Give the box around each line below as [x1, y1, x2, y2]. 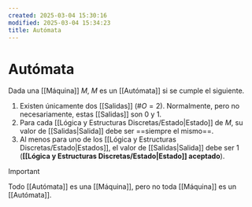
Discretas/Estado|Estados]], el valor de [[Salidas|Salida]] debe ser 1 [19, 143, 239, 153]
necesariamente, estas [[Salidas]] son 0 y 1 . [19, 109, 162, 119]
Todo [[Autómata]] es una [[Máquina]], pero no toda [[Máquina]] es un [8, 182, 237, 191]
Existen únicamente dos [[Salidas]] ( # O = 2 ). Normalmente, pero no [19, 102, 240, 111]
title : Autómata [8, 26, 61, 34]
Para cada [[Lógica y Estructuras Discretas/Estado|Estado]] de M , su [19, 118, 243, 128]
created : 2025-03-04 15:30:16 [8, 11, 108, 20]
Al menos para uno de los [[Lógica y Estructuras [19, 135, 177, 144]
